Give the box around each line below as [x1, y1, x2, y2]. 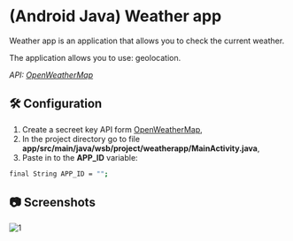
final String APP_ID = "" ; [9, 169, 109, 178]
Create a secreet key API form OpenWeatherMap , [21, 124, 204, 134]
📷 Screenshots [9, 195, 96, 210]
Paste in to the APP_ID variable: [21, 152, 139, 162]
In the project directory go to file [21, 133, 140, 144]
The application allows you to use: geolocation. [9, 52, 181, 63]
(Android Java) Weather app [9, 6, 222, 26]
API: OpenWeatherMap [9, 69, 94, 80]
